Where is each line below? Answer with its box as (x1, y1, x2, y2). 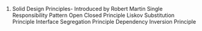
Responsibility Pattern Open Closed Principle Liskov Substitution (12, 12, 175, 19)
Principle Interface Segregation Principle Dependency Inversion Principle (12, 18, 196, 25)
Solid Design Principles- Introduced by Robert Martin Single (12, 5, 163, 12)
